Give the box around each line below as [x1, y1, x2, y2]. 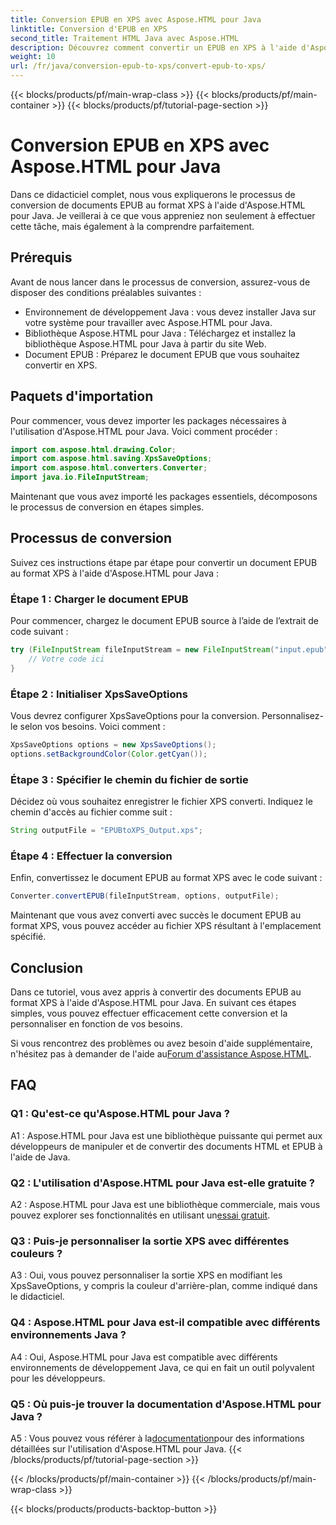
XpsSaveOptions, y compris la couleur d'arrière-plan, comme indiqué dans [10, 1280, 318, 1292]
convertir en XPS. [24, 359, 98, 371]
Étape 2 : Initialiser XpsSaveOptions [10, 687, 188, 701]
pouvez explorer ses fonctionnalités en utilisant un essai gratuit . [10, 1209, 271, 1221]
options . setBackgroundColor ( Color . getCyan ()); [10, 749, 208, 759]
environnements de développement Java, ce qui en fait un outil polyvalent [10, 1361, 315, 1373]
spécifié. [10, 931, 47, 943]
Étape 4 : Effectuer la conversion [10, 849, 173, 863]
